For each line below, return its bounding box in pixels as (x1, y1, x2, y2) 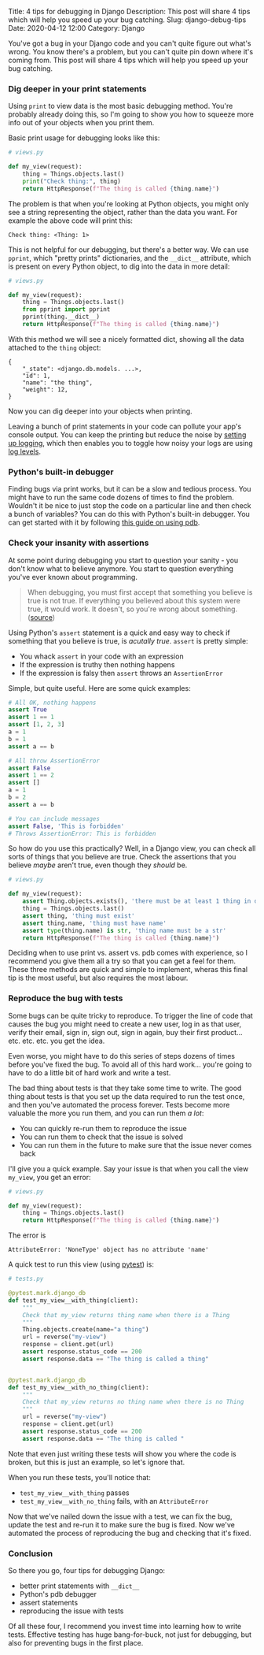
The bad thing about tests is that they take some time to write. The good (8, 1083, 242, 1093)
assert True (8, 706, 47, 714)
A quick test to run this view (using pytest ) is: (8, 1260, 155, 1269)
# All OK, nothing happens (8, 699, 97, 707)
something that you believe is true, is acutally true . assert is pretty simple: (8, 636, 249, 645)
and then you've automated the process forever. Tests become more (8, 1100, 230, 1109)
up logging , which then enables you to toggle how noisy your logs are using (8, 438, 253, 447)
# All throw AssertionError (8, 756, 101, 765)
